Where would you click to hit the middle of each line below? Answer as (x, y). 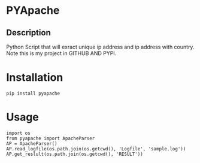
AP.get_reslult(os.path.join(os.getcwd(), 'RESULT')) (75, 154)
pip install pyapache (33, 93)
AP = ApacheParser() (32, 144)
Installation (35, 78)
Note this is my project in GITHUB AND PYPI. (61, 53)
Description (28, 33)
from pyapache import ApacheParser (51, 138)
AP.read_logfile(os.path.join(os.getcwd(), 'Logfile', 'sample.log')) (96, 149)
